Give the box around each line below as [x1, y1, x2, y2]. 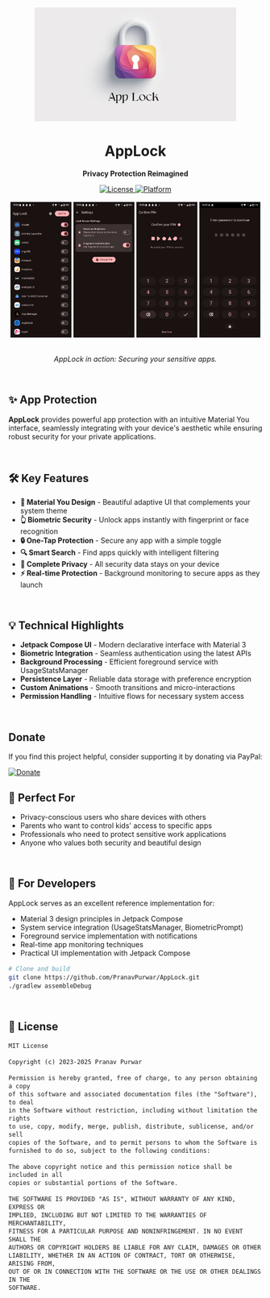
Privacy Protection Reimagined [82, 168, 189, 178]
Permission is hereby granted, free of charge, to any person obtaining [8, 1075, 258, 1083]
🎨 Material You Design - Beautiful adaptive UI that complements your [19, 497, 251, 506]
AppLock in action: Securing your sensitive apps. [53, 354, 218, 364]
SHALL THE [8, 1236, 42, 1244]
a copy [8, 1083, 31, 1091]
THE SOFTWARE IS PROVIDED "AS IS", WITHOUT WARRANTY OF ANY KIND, [8, 1196, 236, 1204]
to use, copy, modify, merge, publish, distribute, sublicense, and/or [8, 1123, 254, 1131]
